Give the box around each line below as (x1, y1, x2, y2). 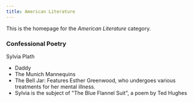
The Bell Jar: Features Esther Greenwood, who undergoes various (14, 77, 176, 84)
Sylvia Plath (6, 52, 35, 60)
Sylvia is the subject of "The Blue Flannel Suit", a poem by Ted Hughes (14, 89, 188, 96)
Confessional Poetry (6, 40, 67, 48)
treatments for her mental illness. (14, 83, 96, 90)
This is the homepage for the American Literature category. (6, 25, 151, 32)
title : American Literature (6, 8, 76, 15)
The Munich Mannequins (14, 70, 76, 77)
